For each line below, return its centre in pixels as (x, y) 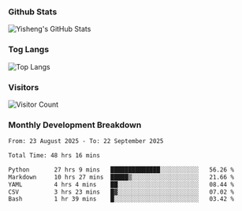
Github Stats (33, 12)
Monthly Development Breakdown (75, 125)
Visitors (24, 87)
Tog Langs (29, 50)
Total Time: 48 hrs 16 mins (54, 156)
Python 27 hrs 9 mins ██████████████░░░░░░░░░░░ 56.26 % (121, 170)
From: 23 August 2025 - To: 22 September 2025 (86, 141)
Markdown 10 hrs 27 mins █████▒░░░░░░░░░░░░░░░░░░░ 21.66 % (121, 177)
